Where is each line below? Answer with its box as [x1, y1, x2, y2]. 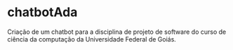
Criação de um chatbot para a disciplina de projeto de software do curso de [7, 27, 227, 36]
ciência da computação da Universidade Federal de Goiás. [7, 35, 177, 43]
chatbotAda [7, 4, 78, 20]
